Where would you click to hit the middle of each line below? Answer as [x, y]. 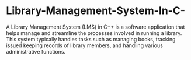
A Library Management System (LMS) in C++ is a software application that [95, 27]
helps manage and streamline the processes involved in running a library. [94, 33]
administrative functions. [36, 51]
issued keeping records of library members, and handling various [85, 45]
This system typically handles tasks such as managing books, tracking [91, 39]
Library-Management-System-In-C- [96, 11]
